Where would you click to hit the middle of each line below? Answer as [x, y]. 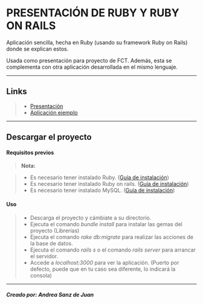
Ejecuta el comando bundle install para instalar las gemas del [106, 224]
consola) [41, 275]
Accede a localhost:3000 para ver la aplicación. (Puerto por [105, 262]
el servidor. [44, 256]
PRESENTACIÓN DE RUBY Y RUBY [93, 13]
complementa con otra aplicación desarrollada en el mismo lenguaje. [92, 67]
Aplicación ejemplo [54, 112]
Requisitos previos [30, 152]
